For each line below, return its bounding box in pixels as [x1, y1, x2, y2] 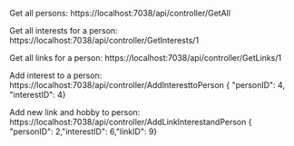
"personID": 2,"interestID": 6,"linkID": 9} [9, 126, 158, 137]
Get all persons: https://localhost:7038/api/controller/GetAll [9, 8, 231, 18]
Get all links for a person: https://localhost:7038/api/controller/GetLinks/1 [9, 53, 282, 63]
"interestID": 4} [9, 90, 66, 100]
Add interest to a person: [9, 70, 103, 81]
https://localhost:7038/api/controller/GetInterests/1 [9, 35, 200, 45]
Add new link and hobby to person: [9, 107, 141, 117]
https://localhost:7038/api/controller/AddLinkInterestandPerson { [9, 117, 252, 127]
